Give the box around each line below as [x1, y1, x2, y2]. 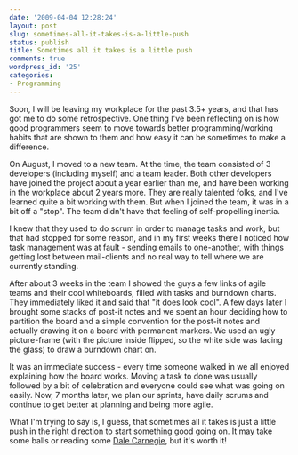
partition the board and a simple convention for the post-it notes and [9, 315, 261, 326]
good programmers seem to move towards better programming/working [9, 122, 274, 133]
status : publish [9, 37, 69, 47]
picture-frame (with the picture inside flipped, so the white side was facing [9, 334, 283, 345]
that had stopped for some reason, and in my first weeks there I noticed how [9, 232, 290, 243]
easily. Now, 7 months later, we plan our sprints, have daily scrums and [9, 389, 269, 400]
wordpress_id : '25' [9, 63, 82, 72]
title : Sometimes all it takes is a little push [9, 46, 193, 55]
